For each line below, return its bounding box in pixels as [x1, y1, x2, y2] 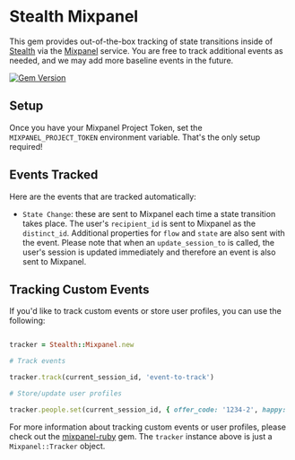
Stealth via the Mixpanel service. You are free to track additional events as [9, 45, 284, 56]
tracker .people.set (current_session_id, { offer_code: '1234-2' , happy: [9, 405, 287, 414]
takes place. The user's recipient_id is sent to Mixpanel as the [22, 218, 256, 229]
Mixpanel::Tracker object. [9, 440, 106, 451]
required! [9, 141, 43, 152]
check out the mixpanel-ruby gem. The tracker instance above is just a [9, 430, 273, 441]
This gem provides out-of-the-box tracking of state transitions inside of [9, 36, 273, 47]
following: [9, 316, 46, 326]
